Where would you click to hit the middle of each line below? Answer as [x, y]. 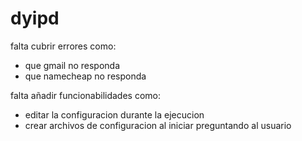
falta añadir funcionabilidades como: [86, 95]
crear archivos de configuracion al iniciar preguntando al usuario [158, 125]
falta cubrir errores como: [63, 46]
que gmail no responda [72, 65]
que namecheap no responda [85, 76]
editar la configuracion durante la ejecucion [114, 114]
